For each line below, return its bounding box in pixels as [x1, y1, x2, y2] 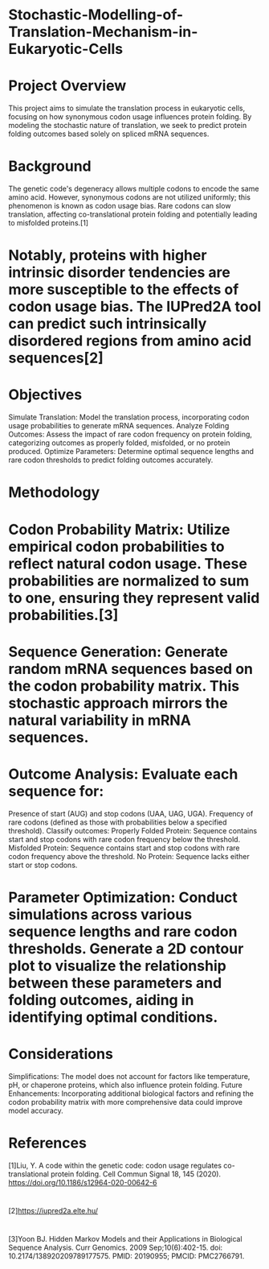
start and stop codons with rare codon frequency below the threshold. [8, 834, 241, 844]
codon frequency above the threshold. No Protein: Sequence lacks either [8, 851, 251, 861]
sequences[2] [8, 349, 104, 367]
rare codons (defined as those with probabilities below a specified [8, 817, 227, 827]
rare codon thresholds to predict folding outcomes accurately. [8, 455, 214, 465]
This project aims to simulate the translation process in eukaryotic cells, [8, 103, 246, 114]
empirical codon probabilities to [8, 537, 225, 556]
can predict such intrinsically [8, 315, 207, 333]
